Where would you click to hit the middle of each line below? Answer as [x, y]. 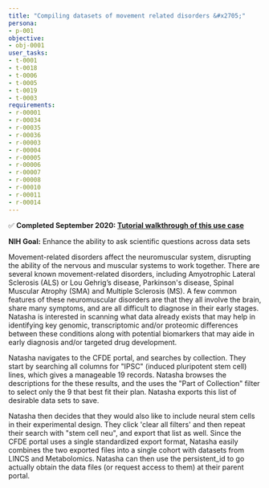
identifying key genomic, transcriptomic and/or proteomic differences [123, 325]
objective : [26, 38]
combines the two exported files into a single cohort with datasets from [126, 449]
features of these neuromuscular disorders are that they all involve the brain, [135, 299]
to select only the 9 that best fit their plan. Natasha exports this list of [122, 392]
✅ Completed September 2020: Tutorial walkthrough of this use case [126, 225]
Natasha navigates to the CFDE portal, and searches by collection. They [127, 357]
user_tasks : [28, 53]
